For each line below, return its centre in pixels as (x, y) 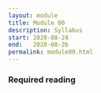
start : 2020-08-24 (38, 37)
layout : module (33, 15)
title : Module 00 (37, 23)
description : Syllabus (45, 30)
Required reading (42, 80)
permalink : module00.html (50, 52)
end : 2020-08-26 (38, 45)
